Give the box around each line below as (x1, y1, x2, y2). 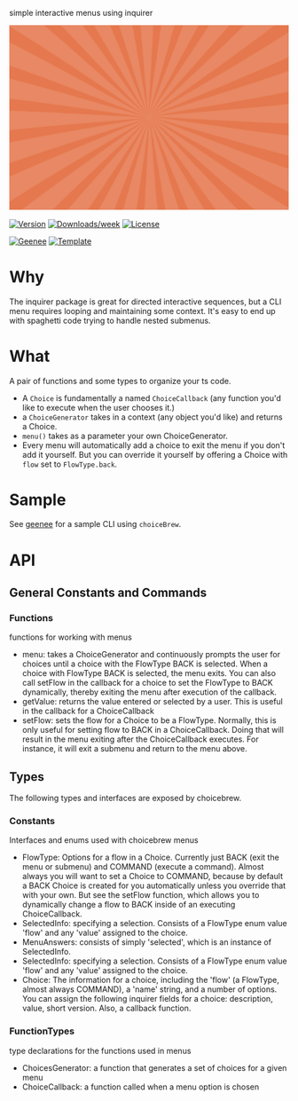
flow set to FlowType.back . (21, 459, 118, 469)
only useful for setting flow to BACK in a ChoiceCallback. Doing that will (21, 725, 284, 735)
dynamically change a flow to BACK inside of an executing (21, 900, 236, 910)
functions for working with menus (9, 632, 133, 642)
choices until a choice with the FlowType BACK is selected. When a (21, 658, 269, 669)
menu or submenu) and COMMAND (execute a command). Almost (21, 861, 264, 872)
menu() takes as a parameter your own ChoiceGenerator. (21, 430, 229, 441)
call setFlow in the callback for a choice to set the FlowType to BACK (21, 678, 273, 688)
